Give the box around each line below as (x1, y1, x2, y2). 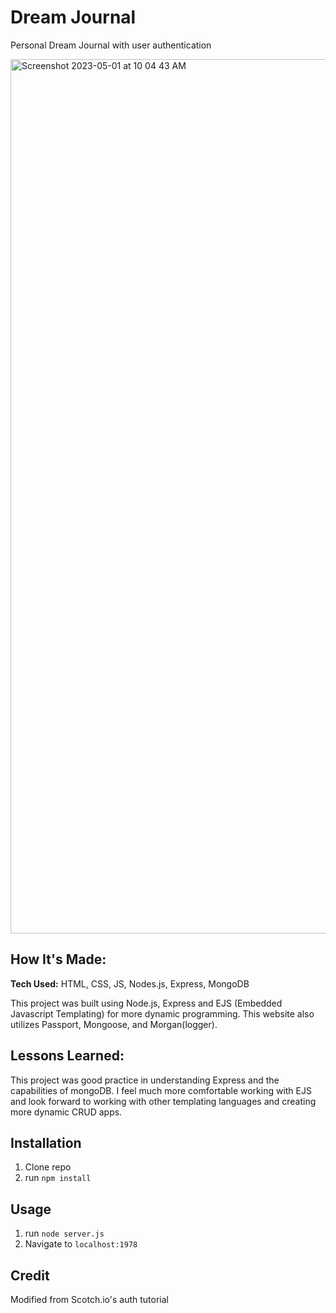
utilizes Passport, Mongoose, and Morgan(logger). (10, 1018, 218, 1030)
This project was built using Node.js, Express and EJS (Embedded (10, 997, 283, 1009)
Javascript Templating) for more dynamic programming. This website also (10, 1007, 315, 1020)
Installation (10, 1134, 82, 1151)
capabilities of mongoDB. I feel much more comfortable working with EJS (10, 1084, 312, 1096)
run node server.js (24, 1227, 105, 1240)
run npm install (24, 1172, 92, 1184)
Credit (10, 1267, 50, 1284)
